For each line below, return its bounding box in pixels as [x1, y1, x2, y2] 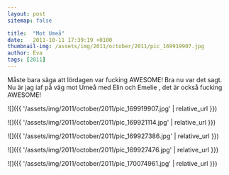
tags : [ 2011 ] [7, 56, 46, 64]
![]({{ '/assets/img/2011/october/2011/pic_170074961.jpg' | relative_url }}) [7, 159, 218, 167]
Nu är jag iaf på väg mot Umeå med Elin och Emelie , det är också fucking [7, 83, 223, 91]
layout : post [7, 10, 46, 18]
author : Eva [7, 50, 43, 57]
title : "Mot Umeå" [7, 30, 65, 37]
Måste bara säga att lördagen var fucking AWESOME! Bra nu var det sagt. [7, 75, 223, 84]
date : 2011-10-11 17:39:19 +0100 [7, 36, 113, 43]
